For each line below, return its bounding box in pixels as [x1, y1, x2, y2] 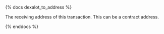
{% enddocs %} [5, 23, 39, 29]
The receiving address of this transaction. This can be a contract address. [5, 14, 159, 19]
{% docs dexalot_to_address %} [5, 4, 72, 10]
